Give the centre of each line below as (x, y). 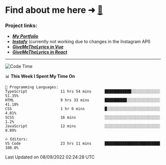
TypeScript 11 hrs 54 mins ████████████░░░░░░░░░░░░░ (83, 92)
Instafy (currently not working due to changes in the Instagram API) (81, 42)
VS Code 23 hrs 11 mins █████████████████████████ (83, 144)
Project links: (21, 26)
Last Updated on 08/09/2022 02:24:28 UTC (50, 157)
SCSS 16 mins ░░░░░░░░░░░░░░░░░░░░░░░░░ (83, 118)
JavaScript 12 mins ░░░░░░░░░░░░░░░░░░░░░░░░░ (83, 126)
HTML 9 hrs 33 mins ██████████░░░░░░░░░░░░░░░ (83, 100)
